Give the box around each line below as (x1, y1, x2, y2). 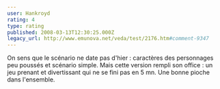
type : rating (7, 22, 44, 29)
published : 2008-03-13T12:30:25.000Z (7, 29, 115, 36)
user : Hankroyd (7, 10, 51, 17)
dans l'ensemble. (7, 75, 55, 84)
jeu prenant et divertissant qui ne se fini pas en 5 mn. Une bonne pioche (7, 69, 210, 77)
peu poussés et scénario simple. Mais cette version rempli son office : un (7, 61, 213, 69)
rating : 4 (7, 16, 36, 23)
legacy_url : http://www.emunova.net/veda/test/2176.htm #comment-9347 (7, 35, 210, 42)
